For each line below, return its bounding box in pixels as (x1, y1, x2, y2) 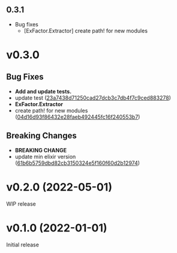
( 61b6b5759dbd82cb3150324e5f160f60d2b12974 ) (14, 159, 140, 167)
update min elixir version (14, 153, 76, 160)
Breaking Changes (6, 131, 77, 141)
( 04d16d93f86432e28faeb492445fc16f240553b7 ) (14, 113, 140, 121)
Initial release (6, 241, 39, 248)
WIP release (6, 200, 36, 207)
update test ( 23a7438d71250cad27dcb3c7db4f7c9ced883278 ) (14, 94, 171, 101)
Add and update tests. (14, 88, 72, 95)
